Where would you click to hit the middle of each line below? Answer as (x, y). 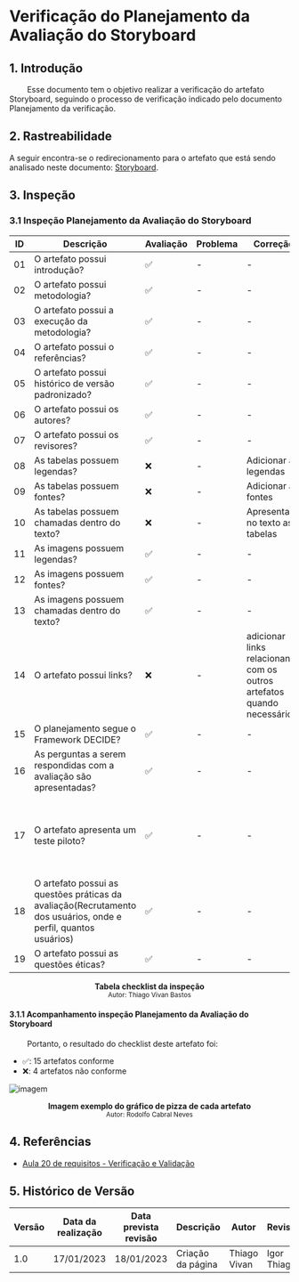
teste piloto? (60, 840)
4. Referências (50, 1142)
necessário (270, 714)
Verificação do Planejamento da (130, 16)
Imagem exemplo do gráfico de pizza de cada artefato (149, 1106)
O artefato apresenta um (85, 830)
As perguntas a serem (80, 754)
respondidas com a (74, 765)
